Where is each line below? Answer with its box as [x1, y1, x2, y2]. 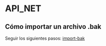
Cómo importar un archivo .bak [5, 23, 102, 31]
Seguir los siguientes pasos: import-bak [5, 35, 85, 41]
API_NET [5, 3, 41, 14]
